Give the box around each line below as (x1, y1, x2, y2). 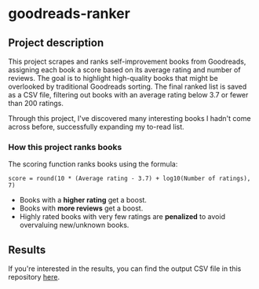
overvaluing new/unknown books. (19, 221, 129, 230)
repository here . (8, 273, 60, 282)
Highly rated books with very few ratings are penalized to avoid (19, 212, 226, 221)
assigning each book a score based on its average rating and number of (8, 65, 241, 75)
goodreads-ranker (8, 5, 131, 23)
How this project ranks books (8, 141, 122, 152)
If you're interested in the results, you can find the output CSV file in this (8, 264, 242, 273)
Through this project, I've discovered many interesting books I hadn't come (8, 114, 251, 123)
